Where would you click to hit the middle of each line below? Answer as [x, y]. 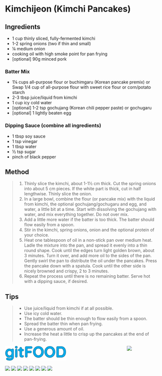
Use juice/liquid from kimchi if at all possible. [69, 308]
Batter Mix [17, 71]
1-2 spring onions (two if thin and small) [51, 44]
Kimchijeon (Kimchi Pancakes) [68, 9]
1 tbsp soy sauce [29, 136]
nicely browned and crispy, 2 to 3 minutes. [66, 271]
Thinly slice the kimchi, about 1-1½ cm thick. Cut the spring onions [90, 184]
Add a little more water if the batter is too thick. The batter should [89, 219]
